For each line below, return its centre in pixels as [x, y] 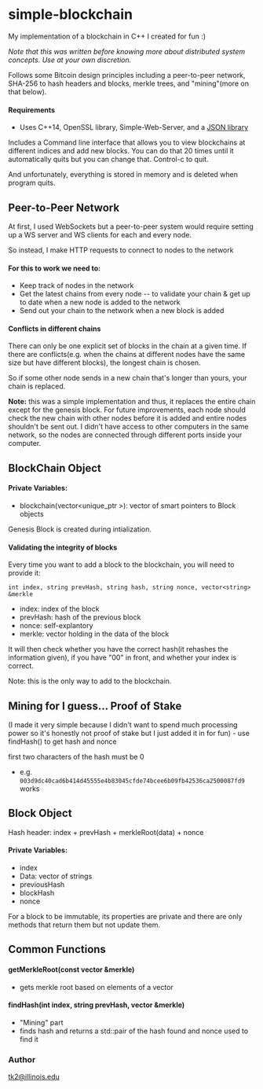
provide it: [24, 573]
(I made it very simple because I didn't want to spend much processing [123, 724]
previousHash [42, 884]
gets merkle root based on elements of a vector [97, 987]
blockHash [37, 892]
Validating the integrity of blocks [63, 547]
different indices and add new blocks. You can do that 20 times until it [121, 151]
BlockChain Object [55, 468]
